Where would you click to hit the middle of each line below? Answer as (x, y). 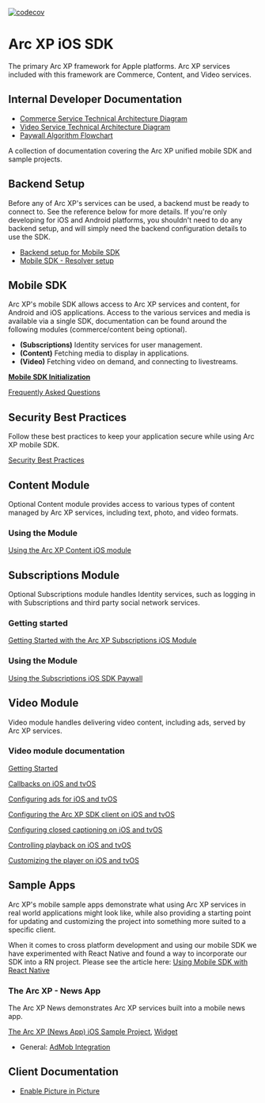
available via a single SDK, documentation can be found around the (117, 321)
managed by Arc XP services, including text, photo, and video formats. (123, 512)
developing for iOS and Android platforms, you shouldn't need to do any (125, 220)
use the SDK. (30, 237)
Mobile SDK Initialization (49, 377)
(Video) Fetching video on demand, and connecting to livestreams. (129, 362)
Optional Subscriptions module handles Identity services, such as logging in (132, 595)
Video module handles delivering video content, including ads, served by (127, 722)
